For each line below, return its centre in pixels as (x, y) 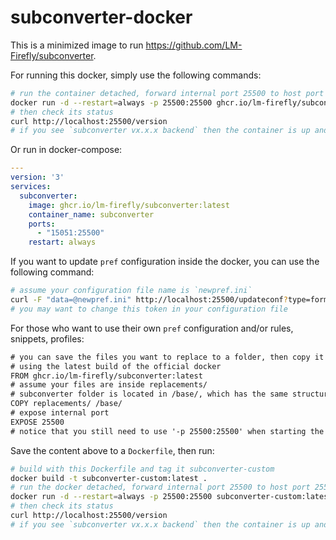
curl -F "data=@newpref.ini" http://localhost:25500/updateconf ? (149, 300)
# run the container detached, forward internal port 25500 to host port (167, 93)
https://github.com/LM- (194, 45)
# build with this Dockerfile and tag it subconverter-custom (142, 469)
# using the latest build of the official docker (116, 366)
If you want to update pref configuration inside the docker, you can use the (165, 262)
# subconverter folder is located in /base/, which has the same (149, 394)
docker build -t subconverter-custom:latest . (109, 478)
